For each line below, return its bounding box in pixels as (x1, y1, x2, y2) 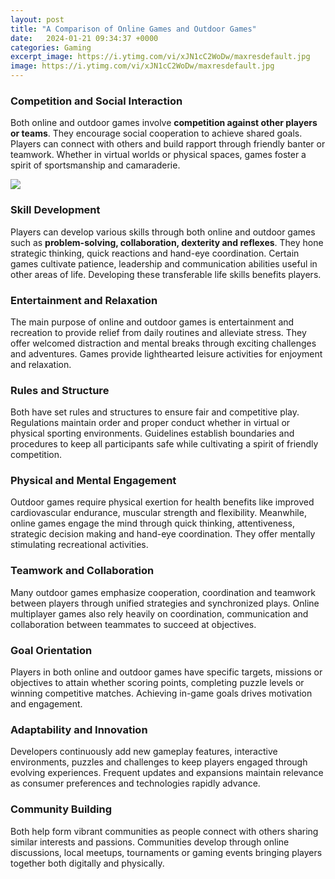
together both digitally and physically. (10, 857, 165, 869)
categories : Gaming (10, 42, 92, 53)
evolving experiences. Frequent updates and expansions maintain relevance (10, 767, 324, 779)
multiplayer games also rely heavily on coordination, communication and (10, 607, 309, 620)
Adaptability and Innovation (10, 723, 148, 736)
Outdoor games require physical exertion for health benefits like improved (10, 496, 315, 508)
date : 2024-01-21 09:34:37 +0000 (10, 33, 159, 43)
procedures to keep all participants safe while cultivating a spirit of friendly (10, 438, 319, 450)
